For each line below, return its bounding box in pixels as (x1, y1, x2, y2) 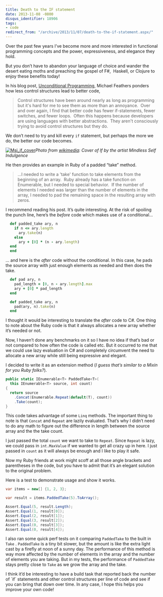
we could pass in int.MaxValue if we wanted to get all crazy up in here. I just (5, 443, 157, 449)
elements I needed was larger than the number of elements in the (17, 187, 148, 193)
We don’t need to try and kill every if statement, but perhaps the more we (5, 133, 154, 138)
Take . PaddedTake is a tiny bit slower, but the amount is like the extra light (5, 541, 151, 547)
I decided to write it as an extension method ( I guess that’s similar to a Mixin (5, 362, 158, 368)
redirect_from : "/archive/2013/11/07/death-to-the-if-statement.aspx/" (5, 30, 153, 35)
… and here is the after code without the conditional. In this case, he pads (5, 257, 153, 263)
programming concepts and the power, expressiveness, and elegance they (5, 48, 155, 54)
